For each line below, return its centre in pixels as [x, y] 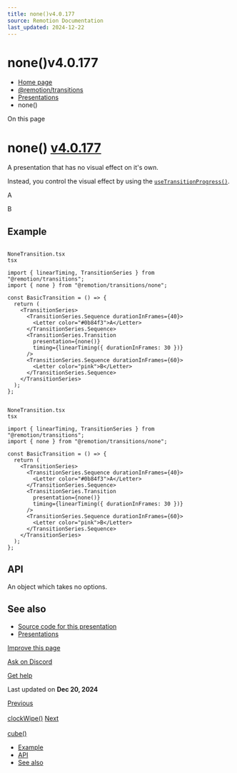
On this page [26, 119]
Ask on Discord [30, 662]
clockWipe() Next [33, 718]
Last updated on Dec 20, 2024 [53, 689]
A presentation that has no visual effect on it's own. [83, 168]
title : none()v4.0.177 [41, 14]
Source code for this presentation [67, 626]
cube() [17, 733]
